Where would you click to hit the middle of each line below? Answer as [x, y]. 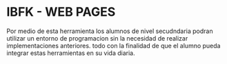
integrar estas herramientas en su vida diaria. [71, 53]
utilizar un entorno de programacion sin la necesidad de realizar [97, 38]
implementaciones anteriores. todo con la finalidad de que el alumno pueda [113, 45]
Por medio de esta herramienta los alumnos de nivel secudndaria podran [110, 31]
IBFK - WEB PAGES [61, 12]
